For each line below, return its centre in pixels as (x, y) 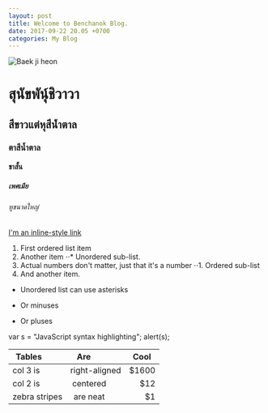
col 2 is (26, 383)
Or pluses (36, 321)
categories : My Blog (43, 38)
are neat (89, 396)
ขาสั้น (15, 167)
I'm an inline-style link (45, 232)
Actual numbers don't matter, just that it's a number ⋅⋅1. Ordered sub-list (140, 265)
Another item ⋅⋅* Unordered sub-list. (80, 257)
